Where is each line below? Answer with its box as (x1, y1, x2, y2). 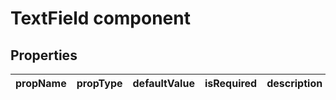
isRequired (204, 77, 258, 90)
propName (15, 77, 67, 90)
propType (76, 77, 123, 90)
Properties (10, 47, 78, 64)
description (266, 77, 323, 90)
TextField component (10, 7, 191, 30)
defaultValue (132, 77, 195, 90)
